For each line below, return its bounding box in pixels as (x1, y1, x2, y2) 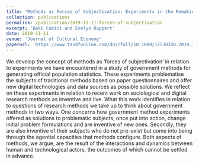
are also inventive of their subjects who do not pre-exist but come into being (6, 127, 192, 134)
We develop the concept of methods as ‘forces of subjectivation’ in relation (6, 57, 190, 65)
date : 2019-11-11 (6, 31, 49, 37)
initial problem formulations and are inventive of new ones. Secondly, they (6, 121, 187, 128)
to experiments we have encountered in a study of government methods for (6, 64, 191, 71)
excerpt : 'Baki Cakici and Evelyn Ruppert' (6, 25, 115, 31)
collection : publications (6, 14, 70, 20)
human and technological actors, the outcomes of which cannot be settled (6, 146, 188, 153)
